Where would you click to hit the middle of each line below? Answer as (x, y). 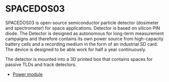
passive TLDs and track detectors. (41, 64)
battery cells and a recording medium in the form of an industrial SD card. (82, 44)
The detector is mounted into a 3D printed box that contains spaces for (79, 59)
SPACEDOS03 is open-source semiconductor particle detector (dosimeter (82, 23)
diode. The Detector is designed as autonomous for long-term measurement (84, 33)
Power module (27, 74)
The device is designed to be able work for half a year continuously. (76, 49)
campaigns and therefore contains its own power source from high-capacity (84, 39)
